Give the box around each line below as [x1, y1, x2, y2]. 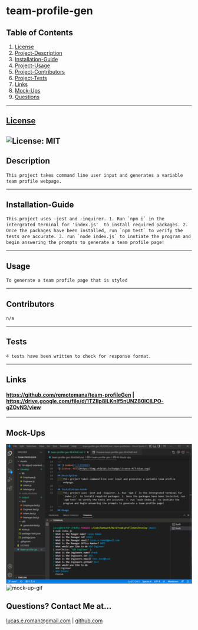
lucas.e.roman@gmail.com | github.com [6, 617, 103, 624]
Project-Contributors [14, 68, 65, 75]
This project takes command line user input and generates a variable [6, 172, 183, 178]
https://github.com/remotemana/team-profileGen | [6, 391, 134, 398]
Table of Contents [6, 28, 74, 38]
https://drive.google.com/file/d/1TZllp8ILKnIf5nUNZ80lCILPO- [6, 397, 164, 404]
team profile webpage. [6, 178, 62, 184]
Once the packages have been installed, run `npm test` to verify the [6, 228, 183, 234]
